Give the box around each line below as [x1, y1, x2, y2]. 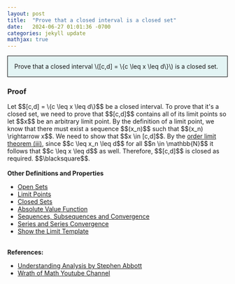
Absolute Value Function [17, 205, 88, 214]
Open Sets [17, 183, 48, 191]
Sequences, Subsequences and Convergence [17, 212, 150, 221]
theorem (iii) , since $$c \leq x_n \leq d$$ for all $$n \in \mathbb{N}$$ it [7, 140, 213, 148]
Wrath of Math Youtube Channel [17, 269, 111, 278]
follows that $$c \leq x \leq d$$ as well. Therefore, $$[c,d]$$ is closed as [7, 147, 220, 156]
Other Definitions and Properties [7, 169, 104, 178]
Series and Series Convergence [17, 220, 109, 228]
